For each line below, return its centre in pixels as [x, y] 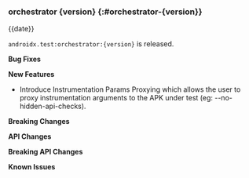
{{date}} [21, 29]
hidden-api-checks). [53, 106]
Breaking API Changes [46, 152]
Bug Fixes [25, 59]
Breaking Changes [39, 122]
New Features [31, 74]
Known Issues [32, 167]
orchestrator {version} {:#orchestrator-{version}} [105, 12]
